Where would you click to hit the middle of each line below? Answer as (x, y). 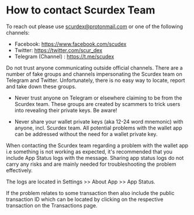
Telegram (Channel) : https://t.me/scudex (64, 56)
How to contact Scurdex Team (81, 10)
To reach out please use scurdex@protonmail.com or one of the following (94, 26)
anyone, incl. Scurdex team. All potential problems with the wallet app (98, 128)
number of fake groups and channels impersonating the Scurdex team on (94, 74)
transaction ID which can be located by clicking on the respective (85, 199)
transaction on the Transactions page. (52, 205)
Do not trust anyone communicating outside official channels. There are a (94, 67)
